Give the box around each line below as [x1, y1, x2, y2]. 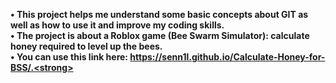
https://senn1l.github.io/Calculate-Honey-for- [129, 51, 326, 63]
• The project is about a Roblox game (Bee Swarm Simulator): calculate [10, 30, 310, 41]
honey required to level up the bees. [10, 40, 163, 52]
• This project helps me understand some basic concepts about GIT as [10, 9, 309, 20]
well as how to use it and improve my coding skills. [10, 19, 225, 31]
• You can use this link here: [10, 51, 129, 63]
